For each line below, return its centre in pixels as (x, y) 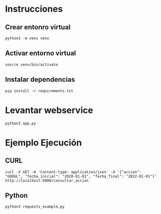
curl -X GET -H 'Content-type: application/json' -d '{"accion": (73, 172)
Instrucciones (34, 9)
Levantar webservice (49, 110)
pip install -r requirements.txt (39, 91)
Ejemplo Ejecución (43, 143)
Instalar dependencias (40, 80)
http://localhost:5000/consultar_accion (47, 180)
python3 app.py (21, 123)
